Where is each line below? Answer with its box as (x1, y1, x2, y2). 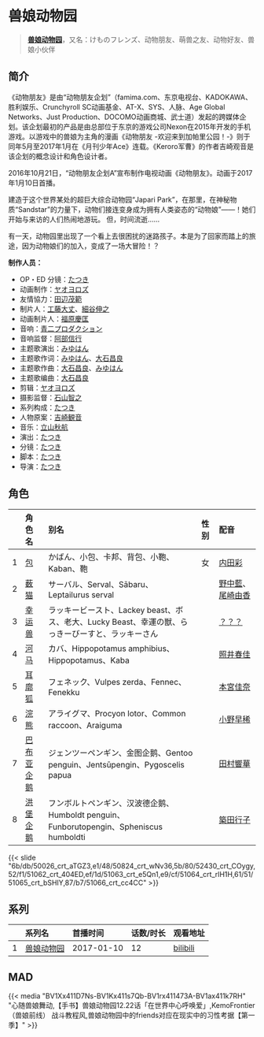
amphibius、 (128, 643, 175, 654)
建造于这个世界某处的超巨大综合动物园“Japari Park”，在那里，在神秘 (8, 195, 230, 204)
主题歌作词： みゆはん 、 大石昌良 (19, 353, 123, 362)
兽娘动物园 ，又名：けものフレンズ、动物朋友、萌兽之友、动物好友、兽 (27, 35, 255, 44)
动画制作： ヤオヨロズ (19, 284, 89, 294)
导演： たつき (19, 462, 61, 471)
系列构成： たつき (19, 403, 75, 412)
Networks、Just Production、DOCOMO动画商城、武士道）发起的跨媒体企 (8, 112, 247, 121)
